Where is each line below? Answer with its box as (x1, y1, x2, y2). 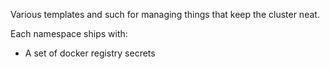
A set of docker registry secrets (24, 47, 156, 59)
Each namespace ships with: (10, 28, 128, 39)
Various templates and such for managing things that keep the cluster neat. (10, 9, 320, 20)
